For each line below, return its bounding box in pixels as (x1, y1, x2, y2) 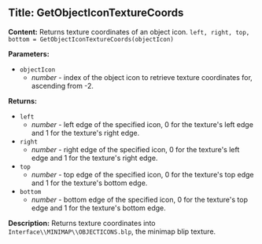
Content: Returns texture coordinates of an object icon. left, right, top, (8, 27, 250, 36)
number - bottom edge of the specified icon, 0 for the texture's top (31, 195, 249, 204)
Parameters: (8, 49, 50, 58)
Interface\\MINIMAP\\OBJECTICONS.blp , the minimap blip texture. (8, 227, 216, 236)
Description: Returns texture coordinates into (8, 218, 156, 228)
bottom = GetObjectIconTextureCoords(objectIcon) (8, 35, 175, 43)
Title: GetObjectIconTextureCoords (8, 6, 184, 20)
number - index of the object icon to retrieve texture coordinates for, (31, 72, 253, 82)
